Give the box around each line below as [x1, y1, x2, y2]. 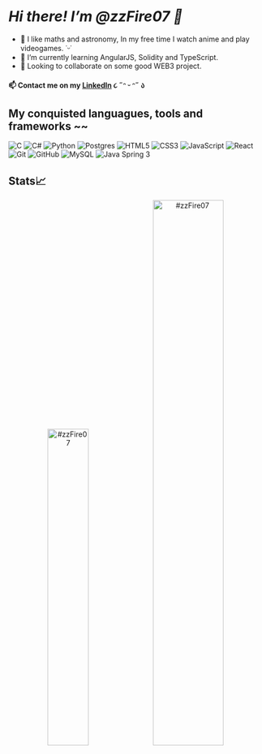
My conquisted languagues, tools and [8, 106, 204, 120]
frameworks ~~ [8, 119, 88, 133]
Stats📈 [8, 174, 47, 187]
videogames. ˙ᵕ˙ [19, 43, 72, 53]
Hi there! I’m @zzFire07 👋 [8, 7, 183, 26]
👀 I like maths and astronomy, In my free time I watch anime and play [19, 34, 250, 44]
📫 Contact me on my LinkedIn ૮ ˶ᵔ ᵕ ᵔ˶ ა [8, 80, 145, 90]
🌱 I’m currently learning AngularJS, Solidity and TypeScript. [19, 52, 219, 62]
